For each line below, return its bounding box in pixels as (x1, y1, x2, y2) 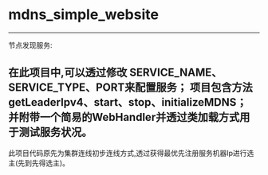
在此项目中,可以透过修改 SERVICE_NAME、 (8, 66, 223, 80)
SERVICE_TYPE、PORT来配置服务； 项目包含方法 (8, 81, 254, 95)
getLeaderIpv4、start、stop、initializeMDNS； (8, 95, 247, 109)
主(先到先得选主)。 (8, 157, 70, 168)
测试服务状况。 (18, 126, 93, 139)
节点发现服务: (8, 40, 53, 49)
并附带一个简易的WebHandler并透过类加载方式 (8, 111, 240, 124)
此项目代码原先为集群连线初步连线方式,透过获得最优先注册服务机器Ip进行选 (8, 148, 254, 157)
